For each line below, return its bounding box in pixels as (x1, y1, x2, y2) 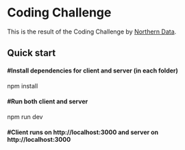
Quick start (7, 47, 56, 59)
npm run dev (7, 112, 43, 121)
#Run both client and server (7, 97, 88, 105)
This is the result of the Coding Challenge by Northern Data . (7, 27, 177, 36)
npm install (7, 82, 38, 90)
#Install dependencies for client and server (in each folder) (7, 66, 178, 75)
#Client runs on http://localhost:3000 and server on (7, 128, 159, 136)
